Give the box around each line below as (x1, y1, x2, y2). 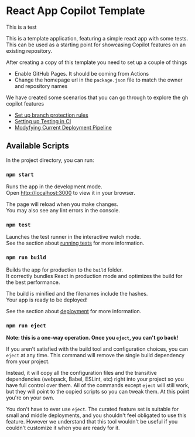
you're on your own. (6, 394, 54, 401)
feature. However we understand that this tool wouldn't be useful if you (6, 418, 178, 425)
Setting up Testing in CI (14, 117, 71, 124)
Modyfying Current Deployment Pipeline (14, 124, 112, 131)
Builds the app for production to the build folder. (6, 266, 124, 273)
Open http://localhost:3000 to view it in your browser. (6, 189, 136, 197)
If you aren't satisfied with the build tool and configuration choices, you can (6, 345, 189, 353)
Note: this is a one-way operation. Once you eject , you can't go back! (6, 334, 179, 341)
